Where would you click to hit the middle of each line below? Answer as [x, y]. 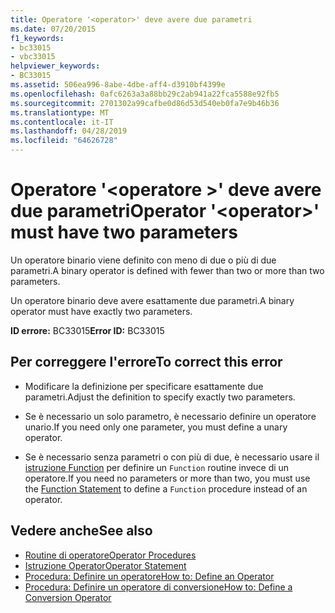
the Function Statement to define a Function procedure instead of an [166, 488]
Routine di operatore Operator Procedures [110, 555]
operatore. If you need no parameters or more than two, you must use [167, 478]
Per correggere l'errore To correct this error [146, 362]
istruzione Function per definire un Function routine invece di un [157, 467]
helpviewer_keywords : [55, 66]
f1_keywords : [37, 38]
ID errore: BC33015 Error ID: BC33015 [87, 330]
